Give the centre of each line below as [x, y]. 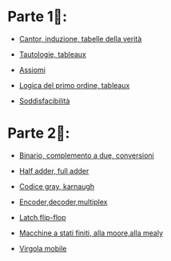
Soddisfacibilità [44, 101]
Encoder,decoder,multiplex [63, 202]
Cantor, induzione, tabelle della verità [80, 38]
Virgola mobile [43, 248]
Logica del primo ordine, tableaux [74, 85]
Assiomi [32, 70]
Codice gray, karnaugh [57, 186]
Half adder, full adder [54, 171]
